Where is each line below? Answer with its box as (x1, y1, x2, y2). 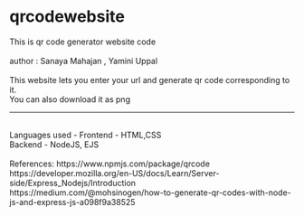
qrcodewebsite (9, 6, 125, 27)
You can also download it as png (9, 93, 131, 105)
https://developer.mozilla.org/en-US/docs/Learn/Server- (9, 167, 220, 178)
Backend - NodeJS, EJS (9, 138, 100, 150)
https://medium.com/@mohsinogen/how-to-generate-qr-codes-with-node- (9, 187, 291, 198)
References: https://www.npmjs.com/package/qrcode (9, 158, 211, 169)
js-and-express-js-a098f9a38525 (9, 196, 136, 207)
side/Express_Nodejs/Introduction (9, 177, 137, 188)
